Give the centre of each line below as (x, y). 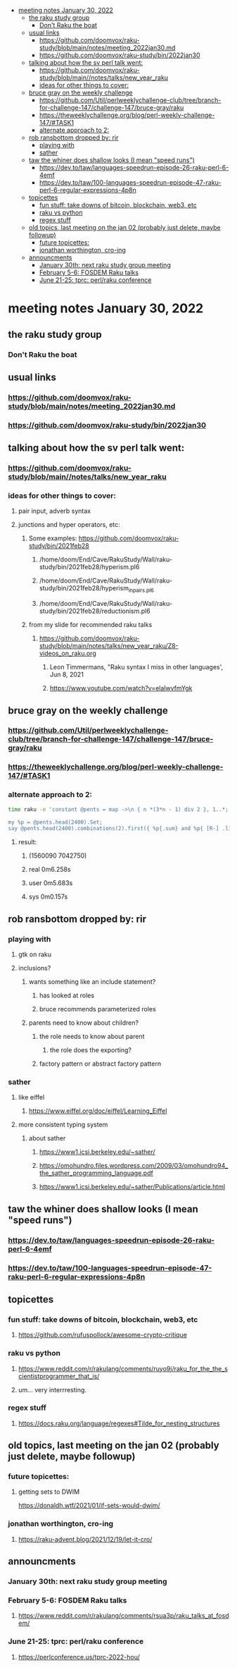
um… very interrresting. (52, 1389)
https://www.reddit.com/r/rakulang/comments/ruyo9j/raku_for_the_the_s (123, 1368)
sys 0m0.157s (48, 897)
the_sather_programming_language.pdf (96, 1173)
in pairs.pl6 (141, 591)
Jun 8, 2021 (66, 675)
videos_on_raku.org (68, 653)
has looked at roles (66, 995)
